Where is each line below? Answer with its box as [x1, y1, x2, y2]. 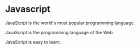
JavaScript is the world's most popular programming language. [5, 20, 135, 26]
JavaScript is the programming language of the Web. [5, 29, 114, 35]
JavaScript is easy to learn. [5, 39, 61, 45]
